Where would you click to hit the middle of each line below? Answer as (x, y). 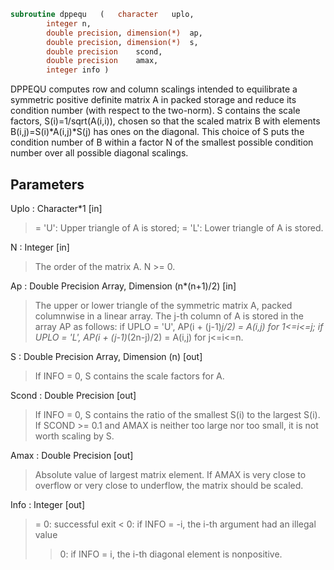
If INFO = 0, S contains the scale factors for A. (129, 376)
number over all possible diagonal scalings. (99, 153)
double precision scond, (104, 51)
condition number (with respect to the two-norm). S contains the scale (155, 111)
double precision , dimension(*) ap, (124, 33)
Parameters (47, 184)
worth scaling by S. (74, 436)
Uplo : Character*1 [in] (56, 208)
